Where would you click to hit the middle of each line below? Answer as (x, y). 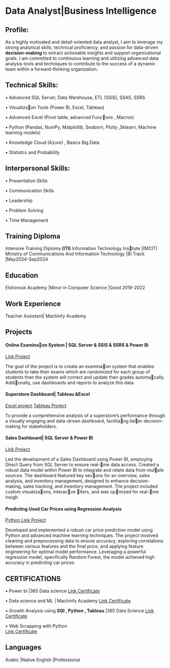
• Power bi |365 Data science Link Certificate (53, 591)
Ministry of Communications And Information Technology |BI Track (75, 254)
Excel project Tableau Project (36, 405)
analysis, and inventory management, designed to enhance (67, 481)
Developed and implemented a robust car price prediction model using (79, 530)
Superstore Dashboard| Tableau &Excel (48, 394)
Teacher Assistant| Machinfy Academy (46, 316)
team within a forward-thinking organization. (52, 69)
